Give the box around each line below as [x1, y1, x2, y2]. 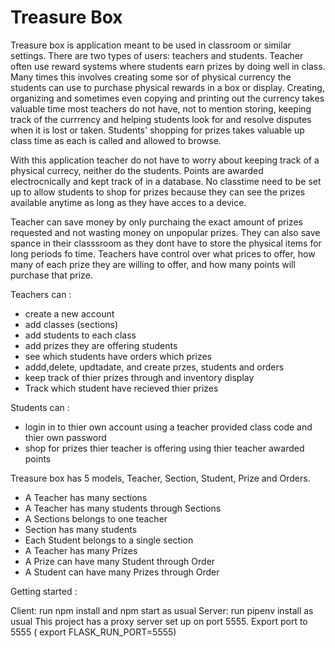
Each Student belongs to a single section [24, 534, 194, 546]
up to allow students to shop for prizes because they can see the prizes [10, 186, 306, 198]
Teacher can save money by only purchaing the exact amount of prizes [10, 216, 303, 228]
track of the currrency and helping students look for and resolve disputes [10, 113, 312, 125]
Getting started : [10, 585, 78, 597]
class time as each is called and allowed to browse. [10, 134, 222, 146]
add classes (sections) [24, 318, 119, 330]
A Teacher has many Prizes [24, 544, 138, 556]
